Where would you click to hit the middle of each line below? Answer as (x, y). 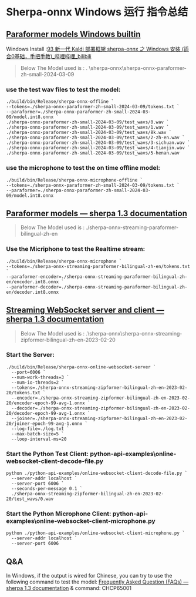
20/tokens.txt (23, 393)
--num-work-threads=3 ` (40, 377)
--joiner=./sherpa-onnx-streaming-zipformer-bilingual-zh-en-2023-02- (99, 418)
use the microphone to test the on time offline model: (83, 168)
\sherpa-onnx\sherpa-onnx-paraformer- (138, 68)
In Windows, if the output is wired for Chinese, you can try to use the (89, 576)
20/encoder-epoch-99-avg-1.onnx (45, 403)
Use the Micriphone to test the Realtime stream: (76, 249)
